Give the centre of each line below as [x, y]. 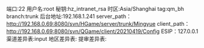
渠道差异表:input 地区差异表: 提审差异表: [57, 39]
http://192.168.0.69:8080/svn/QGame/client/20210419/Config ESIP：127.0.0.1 [102, 31]
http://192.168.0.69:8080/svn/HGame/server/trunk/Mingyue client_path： [98, 24]
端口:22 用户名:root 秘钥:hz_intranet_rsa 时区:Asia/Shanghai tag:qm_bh [95, 9]
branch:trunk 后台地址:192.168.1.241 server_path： [69, 16]
